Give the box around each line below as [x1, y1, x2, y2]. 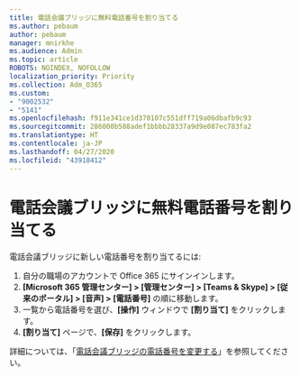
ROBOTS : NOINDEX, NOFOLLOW [9, 64, 111, 73]
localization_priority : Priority [9, 72, 135, 81]
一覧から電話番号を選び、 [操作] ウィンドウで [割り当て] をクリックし [22, 304, 278, 316]
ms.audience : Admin [9, 47, 83, 56]
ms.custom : [9, 88, 50, 97]
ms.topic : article [9, 55, 78, 64]
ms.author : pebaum [9, 22, 78, 31]
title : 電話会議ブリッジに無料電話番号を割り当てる [9, 13, 178, 23]
